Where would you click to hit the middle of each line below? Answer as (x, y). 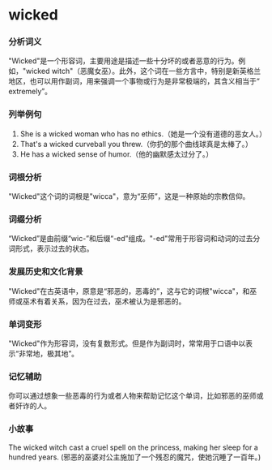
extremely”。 (30, 92)
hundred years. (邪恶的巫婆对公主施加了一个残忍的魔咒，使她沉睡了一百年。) (135, 457)
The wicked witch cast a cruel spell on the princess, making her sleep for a (133, 447)
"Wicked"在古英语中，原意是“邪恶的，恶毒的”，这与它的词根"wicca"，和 (129, 291)
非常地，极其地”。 (49, 353)
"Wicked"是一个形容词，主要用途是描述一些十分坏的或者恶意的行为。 (123, 61)
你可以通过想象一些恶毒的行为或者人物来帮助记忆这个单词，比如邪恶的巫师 (132, 396)
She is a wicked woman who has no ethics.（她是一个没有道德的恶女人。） (143, 134)
